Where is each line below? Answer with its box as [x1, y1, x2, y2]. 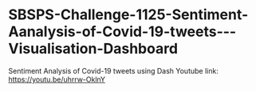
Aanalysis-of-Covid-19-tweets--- [8, 22, 237, 41]
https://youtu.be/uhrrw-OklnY [8, 74, 106, 84]
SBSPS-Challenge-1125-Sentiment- [8, 6, 249, 24]
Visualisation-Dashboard [8, 40, 178, 58]
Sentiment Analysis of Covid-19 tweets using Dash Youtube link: [8, 66, 219, 75]
